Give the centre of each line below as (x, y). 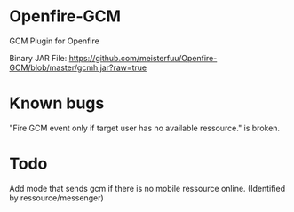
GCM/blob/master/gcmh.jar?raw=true (78, 67)
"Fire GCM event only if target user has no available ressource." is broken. (145, 128)
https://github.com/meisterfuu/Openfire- (143, 58)
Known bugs (57, 103)
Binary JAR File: (38, 58)
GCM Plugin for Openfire (54, 41)
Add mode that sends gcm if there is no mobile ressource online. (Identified (147, 188)
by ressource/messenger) (56, 198)
